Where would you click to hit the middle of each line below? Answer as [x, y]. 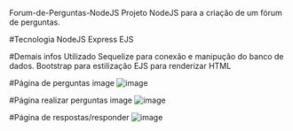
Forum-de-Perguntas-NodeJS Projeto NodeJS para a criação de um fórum [146, 13]
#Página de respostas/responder [70, 117]
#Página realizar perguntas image [71, 100]
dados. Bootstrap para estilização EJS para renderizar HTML [120, 66]
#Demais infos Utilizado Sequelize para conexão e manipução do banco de [146, 56]
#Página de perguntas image [62, 83]
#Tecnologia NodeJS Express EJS [71, 39]
